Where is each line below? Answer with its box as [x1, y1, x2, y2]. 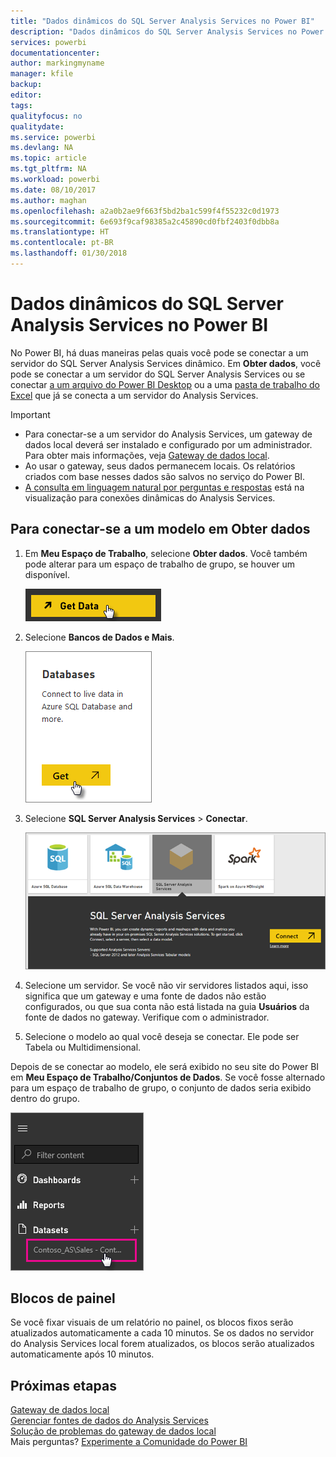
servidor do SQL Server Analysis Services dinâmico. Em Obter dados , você [10, 357, 322, 369]
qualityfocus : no [10, 111, 83, 121]
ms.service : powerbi [10, 132, 97, 142]
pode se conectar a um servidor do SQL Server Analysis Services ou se [10, 368, 306, 380]
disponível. [24, 568, 70, 580]
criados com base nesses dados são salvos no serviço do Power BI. [24, 470, 306, 482]
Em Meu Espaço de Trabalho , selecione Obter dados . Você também [24, 547, 308, 559]
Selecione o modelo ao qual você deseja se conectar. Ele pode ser [24, 1030, 300, 1042]
